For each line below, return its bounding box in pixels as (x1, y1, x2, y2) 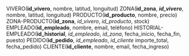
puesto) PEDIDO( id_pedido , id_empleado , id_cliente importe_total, (6, 37, 169, 43)
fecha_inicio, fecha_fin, (124, 30, 181, 38)
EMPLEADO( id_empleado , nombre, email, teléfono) (6, 24, 133, 31)
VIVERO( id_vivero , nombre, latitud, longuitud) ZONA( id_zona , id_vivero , (6, 5, 184, 12)
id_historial (36, 30, 66, 38)
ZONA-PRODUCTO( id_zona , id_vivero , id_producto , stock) (6, 18, 150, 24)
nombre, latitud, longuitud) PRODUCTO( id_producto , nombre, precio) (6, 11, 178, 18)
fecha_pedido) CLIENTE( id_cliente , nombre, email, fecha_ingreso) (6, 43, 169, 50)
